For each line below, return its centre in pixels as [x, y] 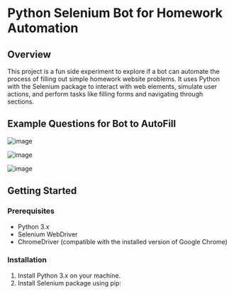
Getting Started [42, 191]
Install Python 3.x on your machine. [69, 276]
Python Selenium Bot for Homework [115, 13]
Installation [27, 260]
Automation [43, 28]
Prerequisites [31, 211]
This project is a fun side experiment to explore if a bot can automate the [113, 71]
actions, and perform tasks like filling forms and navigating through [105, 94]
